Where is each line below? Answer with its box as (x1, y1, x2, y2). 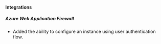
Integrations (5, 4, 32, 10)
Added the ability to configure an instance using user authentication (12, 28, 156, 34)
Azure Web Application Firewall (5, 16, 74, 22)
